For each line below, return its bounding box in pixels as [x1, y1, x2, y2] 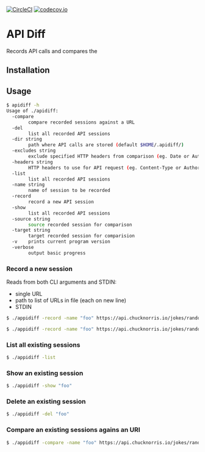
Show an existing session [6, 369, 84, 377]
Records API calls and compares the [6, 47, 98, 54]
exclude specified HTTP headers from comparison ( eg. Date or [28, 154, 190, 160]
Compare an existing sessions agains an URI [6, 426, 140, 434]
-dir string [12, 136, 43, 143]
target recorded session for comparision [28, 233, 135, 239]
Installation [6, 65, 50, 76]
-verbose [12, 245, 34, 251]
